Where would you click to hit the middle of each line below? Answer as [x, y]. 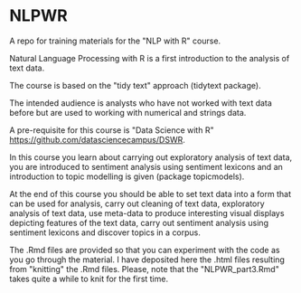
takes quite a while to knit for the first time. [89, 279]
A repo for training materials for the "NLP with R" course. [115, 41]
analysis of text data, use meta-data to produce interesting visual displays [147, 213]
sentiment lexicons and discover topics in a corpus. [105, 232]
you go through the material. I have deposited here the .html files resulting [147, 260]
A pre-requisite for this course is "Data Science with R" [112, 130]
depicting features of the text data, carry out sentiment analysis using [139, 222]
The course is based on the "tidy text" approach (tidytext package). [135, 85]
